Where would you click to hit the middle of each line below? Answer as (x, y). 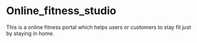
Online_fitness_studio (61, 11)
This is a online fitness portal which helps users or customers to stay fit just (99, 27)
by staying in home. (30, 33)
